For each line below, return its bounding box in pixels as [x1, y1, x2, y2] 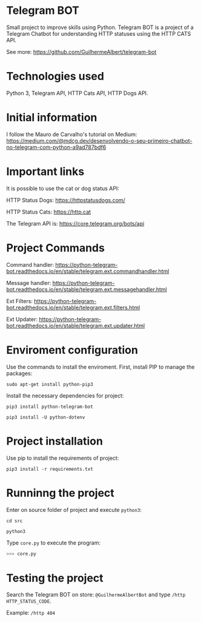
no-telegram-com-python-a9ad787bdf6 [6, 143, 107, 151]
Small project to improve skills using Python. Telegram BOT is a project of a [6, 24, 194, 31]
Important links [6, 165, 85, 178]
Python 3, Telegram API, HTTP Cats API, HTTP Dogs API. [6, 89, 148, 97]
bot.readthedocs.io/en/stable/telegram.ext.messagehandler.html [6, 286, 168, 293]
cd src [6, 518, 23, 524]
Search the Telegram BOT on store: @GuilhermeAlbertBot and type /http [6, 591, 186, 598]
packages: [6, 370, 33, 377]
